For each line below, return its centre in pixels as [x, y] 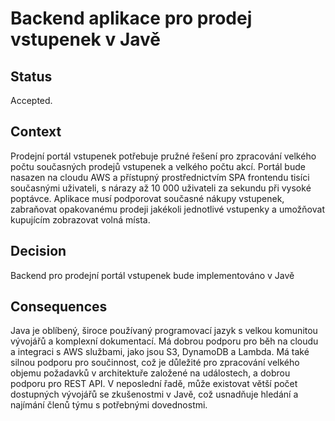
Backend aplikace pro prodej [131, 18]
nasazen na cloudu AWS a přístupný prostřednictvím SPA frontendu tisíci [160, 177]
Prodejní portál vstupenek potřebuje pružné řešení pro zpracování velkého [163, 156]
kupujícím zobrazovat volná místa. [80, 219]
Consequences [59, 307]
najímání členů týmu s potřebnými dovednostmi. [109, 405]
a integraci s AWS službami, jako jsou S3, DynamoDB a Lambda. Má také [160, 352]
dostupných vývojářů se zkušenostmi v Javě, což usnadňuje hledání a [154, 394]
